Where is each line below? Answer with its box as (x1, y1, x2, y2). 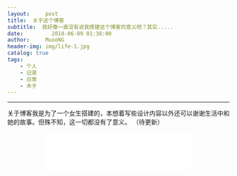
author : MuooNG (7, 37, 65, 44)
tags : (7, 56, 23, 63)
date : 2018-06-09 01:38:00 (7, 30, 112, 37)
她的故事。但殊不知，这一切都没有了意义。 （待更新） (7, 118, 164, 127)
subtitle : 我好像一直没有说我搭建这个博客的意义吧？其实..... (7, 23, 174, 30)
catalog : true (7, 50, 49, 57)
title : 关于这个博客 (7, 17, 65, 24)
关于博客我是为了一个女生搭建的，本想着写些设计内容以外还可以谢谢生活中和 (7, 109, 230, 118)
